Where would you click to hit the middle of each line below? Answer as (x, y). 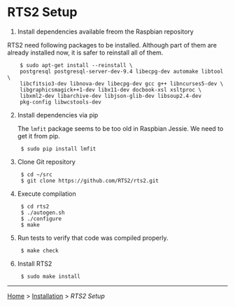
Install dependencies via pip (58, 115)
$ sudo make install (50, 276)
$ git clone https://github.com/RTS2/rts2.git (90, 180)
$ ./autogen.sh (43, 213)
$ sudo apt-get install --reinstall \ (76, 65)
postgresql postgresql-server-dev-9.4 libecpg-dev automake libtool (122, 71)
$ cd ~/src (36, 174)
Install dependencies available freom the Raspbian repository (105, 31)
